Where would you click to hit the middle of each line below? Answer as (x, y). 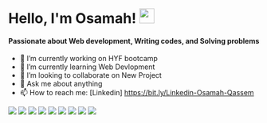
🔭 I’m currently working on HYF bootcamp (88, 59)
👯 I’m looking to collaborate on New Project (90, 75)
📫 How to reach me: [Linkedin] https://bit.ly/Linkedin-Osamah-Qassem (137, 93)
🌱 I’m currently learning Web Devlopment (87, 67)
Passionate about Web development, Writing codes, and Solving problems (134, 40)
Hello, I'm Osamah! (73, 19)
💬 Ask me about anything (61, 84)
